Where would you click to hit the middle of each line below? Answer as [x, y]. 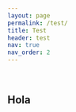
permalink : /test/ [38, 23]
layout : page [29, 15]
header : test [29, 38]
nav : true [24, 45]
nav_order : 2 [29, 52]
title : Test [27, 30]
